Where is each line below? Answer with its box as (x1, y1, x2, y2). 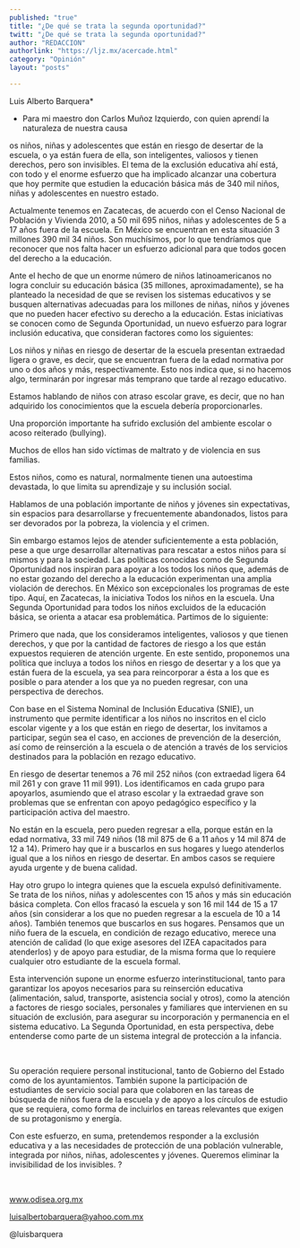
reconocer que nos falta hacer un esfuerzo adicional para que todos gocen (9, 243, 287, 254)
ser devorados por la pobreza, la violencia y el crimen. (9, 517, 210, 528)
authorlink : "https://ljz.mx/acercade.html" (9, 47, 178, 56)
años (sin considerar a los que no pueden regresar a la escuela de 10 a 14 (9, 908, 281, 918)
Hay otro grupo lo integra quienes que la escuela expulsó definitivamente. (9, 879, 282, 890)
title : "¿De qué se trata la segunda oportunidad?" (9, 22, 206, 31)
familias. (9, 454, 40, 465)
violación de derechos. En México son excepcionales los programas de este (9, 583, 289, 593)
